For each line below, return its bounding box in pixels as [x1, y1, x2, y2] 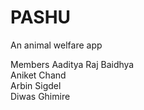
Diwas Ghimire [10, 90, 71, 102]
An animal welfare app [10, 39, 103, 51]
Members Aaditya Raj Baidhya [10, 58, 135, 70]
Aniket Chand [10, 69, 67, 81]
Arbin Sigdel [10, 79, 62, 91]
